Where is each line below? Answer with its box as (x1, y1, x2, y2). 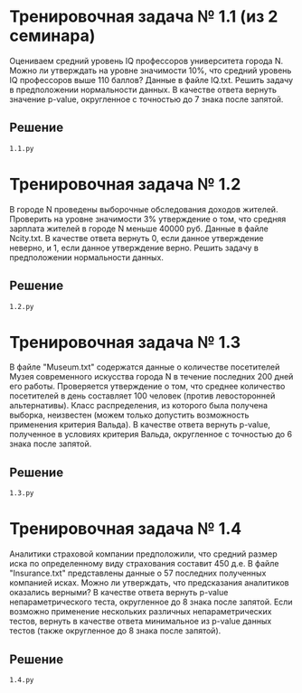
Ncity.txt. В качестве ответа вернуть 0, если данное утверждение (9, 232, 264, 243)
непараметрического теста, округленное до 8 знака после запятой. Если (9, 596, 293, 607)
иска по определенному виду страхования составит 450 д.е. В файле (9, 558, 279, 569)
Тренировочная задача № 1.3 (9, 332, 241, 352)
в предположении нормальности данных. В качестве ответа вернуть (9, 84, 278, 95)
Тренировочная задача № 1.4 (9, 519, 242, 539)
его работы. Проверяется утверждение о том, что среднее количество (9, 381, 286, 392)
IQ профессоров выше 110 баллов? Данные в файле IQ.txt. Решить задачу (9, 74, 294, 85)
